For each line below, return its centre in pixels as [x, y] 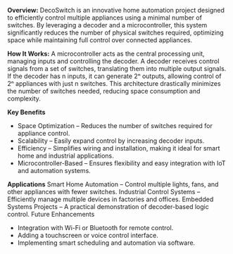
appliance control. [44, 133]
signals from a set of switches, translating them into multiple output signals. [117, 69]
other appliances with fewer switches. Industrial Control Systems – [104, 192]
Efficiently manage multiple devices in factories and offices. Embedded [111, 199]
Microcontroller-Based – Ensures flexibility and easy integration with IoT [122, 163]
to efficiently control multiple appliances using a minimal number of [105, 18]
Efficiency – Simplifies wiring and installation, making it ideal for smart [119, 148]
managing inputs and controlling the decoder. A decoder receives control [113, 61]
